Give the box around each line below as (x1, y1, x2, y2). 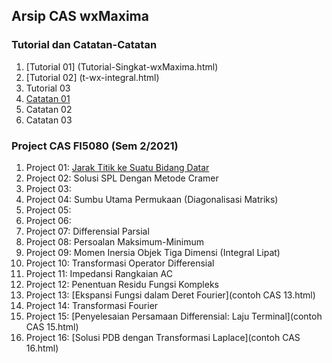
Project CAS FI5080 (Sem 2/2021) (11, 139, 179, 153)
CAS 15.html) (25, 320, 79, 333)
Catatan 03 (25, 114, 73, 126)
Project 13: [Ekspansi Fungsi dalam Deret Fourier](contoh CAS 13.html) (25, 289, 316, 301)
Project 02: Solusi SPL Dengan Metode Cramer (25, 172, 219, 184)
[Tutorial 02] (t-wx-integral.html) (25, 71, 160, 83)
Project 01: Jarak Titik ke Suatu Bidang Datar (25, 161, 210, 173)
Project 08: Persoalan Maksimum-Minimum (25, 235, 204, 248)
